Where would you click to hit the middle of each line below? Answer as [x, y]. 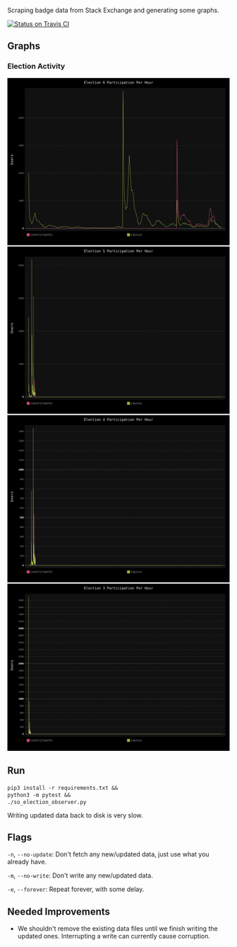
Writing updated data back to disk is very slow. [75, 815]
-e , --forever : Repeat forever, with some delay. [76, 889]
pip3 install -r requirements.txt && [63, 788]
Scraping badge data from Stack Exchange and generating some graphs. [114, 10]
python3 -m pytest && [39, 795]
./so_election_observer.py [47, 802]
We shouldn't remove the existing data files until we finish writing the [117, 929]
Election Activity [36, 67]
